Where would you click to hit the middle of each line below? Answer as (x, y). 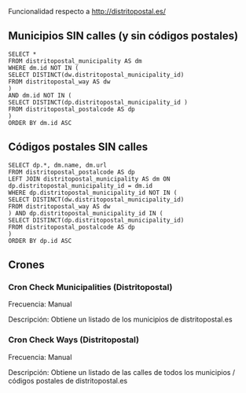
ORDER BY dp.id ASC (40, 241)
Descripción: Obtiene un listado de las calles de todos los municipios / (122, 372)
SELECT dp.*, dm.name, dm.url (58, 165)
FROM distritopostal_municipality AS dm (75, 61)
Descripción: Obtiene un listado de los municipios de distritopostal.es (121, 320)
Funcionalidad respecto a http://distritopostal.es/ (87, 11)
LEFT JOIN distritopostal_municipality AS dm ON (89, 179)
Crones (26, 265)
